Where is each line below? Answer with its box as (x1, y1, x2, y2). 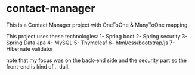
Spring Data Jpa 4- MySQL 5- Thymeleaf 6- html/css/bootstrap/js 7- (6, 39, 175, 46)
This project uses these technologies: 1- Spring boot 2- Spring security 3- (6, 32, 188, 40)
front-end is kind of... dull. (6, 63, 70, 70)
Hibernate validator (6, 45, 54, 52)
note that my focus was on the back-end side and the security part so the (6, 57, 187, 64)
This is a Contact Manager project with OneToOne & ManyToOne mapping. (6, 21, 190, 28)
